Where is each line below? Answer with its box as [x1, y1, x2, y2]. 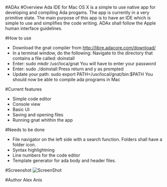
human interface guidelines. [5, 25, 63, 31]
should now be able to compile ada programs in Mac [12, 77, 121, 82]
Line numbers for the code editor [12, 152, 81, 158]
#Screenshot [5, 167, 32, 173]
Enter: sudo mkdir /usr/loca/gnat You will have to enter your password [12, 61, 156, 66]
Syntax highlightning [12, 147, 55, 153]
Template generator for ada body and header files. [12, 158, 116, 164]
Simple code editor [12, 96, 51, 102]
